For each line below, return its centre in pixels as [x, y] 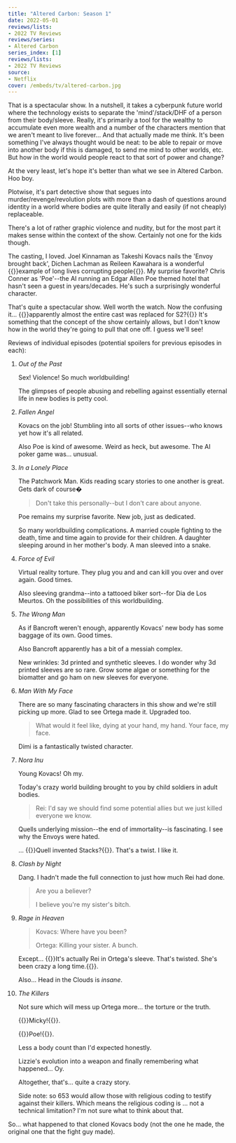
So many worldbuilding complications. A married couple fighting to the [120, 530]
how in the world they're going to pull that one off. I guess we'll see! [106, 329]
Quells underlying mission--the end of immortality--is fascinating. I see [120, 829]
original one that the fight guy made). [62, 1132]
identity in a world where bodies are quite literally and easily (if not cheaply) [117, 207]
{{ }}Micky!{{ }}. [39, 1020]
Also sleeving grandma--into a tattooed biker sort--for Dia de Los [112, 593]
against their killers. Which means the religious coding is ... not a [111, 1103]
